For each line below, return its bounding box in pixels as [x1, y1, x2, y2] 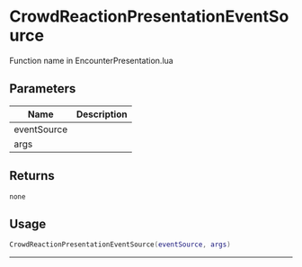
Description [75, 108, 128, 120]
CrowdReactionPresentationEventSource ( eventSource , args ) [9, 240, 231, 249]
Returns [9, 168, 56, 183]
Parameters [9, 81, 76, 96]
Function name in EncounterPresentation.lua [9, 55, 173, 66]
